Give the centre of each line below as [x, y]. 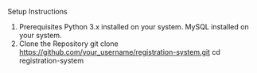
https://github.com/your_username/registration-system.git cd [119, 52]
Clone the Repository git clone [68, 44]
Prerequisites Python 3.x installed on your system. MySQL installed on [134, 27]
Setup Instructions [38, 12]
